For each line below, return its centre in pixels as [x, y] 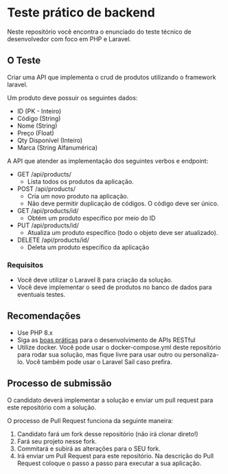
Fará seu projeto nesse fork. [57, 441]
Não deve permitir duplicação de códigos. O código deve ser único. [123, 203]
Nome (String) [37, 126]
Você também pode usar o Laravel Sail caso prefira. [99, 361]
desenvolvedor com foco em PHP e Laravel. [69, 38]
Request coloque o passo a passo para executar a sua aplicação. [109, 463]
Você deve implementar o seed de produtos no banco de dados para [114, 287]
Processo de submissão [59, 384]
